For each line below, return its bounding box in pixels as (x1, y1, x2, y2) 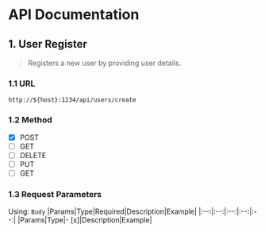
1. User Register (8, 37, 87, 51)
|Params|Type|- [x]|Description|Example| (17, 215, 152, 225)
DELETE (19, 150, 47, 160)
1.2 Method (8, 114, 53, 126)
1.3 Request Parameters (8, 188, 102, 199)
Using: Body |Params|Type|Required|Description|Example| (8, 207, 197, 216)
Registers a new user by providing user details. (27, 58, 182, 68)
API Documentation (8, 6, 140, 24)
